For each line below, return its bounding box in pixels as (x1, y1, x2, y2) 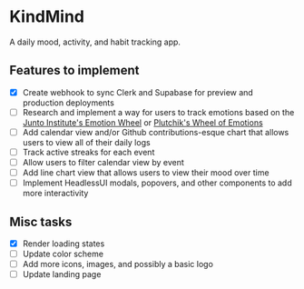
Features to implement (9, 63, 140, 78)
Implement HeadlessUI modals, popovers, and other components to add (22, 177, 292, 188)
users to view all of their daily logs (22, 136, 152, 147)
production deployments (22, 97, 115, 108)
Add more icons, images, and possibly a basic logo (22, 259, 213, 270)
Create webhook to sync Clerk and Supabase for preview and (22, 86, 254, 97)
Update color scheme (22, 248, 104, 260)
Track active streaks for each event (22, 146, 155, 157)
